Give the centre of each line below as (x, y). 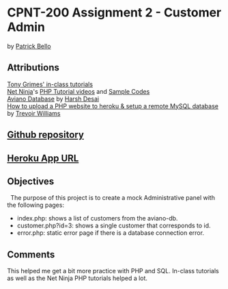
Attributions (33, 67)
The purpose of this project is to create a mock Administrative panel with (112, 198)
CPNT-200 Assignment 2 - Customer (114, 13)
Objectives (31, 181)
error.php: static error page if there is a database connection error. (111, 233)
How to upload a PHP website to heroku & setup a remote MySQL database (113, 106)
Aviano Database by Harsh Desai (53, 99)
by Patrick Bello (29, 46)
